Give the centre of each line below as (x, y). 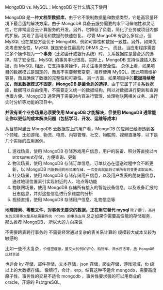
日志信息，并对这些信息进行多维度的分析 (52, 193)
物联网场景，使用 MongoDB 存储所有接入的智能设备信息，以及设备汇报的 (85, 187)
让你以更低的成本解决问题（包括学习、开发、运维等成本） (62, 118)
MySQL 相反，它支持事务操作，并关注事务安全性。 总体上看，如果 (85, 66)
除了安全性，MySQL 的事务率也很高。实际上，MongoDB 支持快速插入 (83, 60)
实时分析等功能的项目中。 (31, 102)
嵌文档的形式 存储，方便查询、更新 (44, 157)
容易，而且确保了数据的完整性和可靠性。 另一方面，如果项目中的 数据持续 (78, 78)
